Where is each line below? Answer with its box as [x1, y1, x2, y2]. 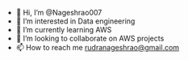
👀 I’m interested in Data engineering [15, 16, 136, 26]
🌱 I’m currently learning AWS [15, 25, 112, 34]
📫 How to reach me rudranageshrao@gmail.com [15, 43, 180, 52]
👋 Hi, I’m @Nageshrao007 [15, 8, 102, 17]
